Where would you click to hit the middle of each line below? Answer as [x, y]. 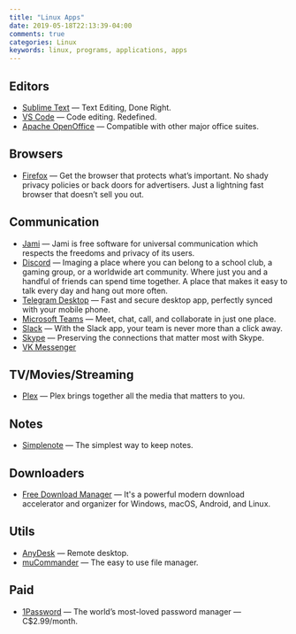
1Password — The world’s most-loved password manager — [131, 611]
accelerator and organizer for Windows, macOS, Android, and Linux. [146, 504]
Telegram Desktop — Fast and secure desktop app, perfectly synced [147, 300]
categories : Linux [43, 42]
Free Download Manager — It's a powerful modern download [133, 494]
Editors [30, 86]
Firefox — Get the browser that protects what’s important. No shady [145, 175]
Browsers [36, 155]
